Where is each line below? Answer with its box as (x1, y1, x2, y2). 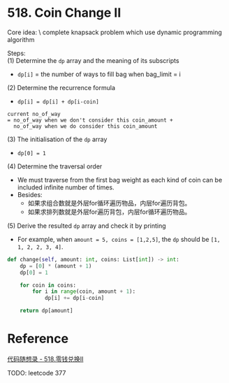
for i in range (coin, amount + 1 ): (32, 288, 136, 295)
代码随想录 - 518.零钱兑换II (7, 355, 84, 363)
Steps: (7, 49, 26, 57)
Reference (7, 331, 68, 347)
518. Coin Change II (7, 5, 121, 21)
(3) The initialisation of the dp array (7, 135, 108, 143)
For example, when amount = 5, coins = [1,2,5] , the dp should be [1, (17, 235, 221, 243)
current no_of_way (7, 110, 61, 117)
